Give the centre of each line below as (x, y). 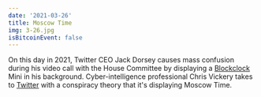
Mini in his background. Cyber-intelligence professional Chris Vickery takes (130, 76)
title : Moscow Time (40, 23)
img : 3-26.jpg (32, 30)
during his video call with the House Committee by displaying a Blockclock (129, 69)
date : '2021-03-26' (40, 15)
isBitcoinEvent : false (45, 37)
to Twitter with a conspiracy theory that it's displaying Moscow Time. (120, 85)
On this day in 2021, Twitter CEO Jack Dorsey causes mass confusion (121, 60)
